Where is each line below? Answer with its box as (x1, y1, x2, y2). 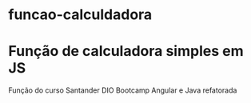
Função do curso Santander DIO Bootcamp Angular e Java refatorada (8, 85, 237, 95)
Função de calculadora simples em (8, 42, 244, 61)
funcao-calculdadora (8, 6, 153, 24)
